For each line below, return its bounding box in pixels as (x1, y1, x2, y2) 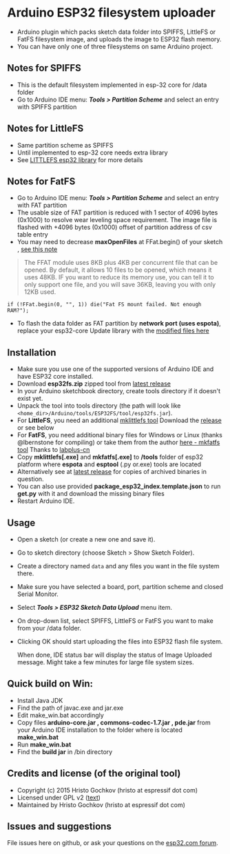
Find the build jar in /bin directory (17, 747, 113, 756)
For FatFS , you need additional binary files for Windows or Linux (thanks (17, 431, 222, 439)
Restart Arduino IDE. (17, 497, 75, 505)
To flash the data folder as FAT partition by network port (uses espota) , (17, 319, 222, 328)
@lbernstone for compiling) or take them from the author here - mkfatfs (17, 438, 220, 446)
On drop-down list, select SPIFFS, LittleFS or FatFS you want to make (17, 617, 213, 625)
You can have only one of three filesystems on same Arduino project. (17, 42, 213, 50)
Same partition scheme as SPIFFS (17, 141, 114, 149)
